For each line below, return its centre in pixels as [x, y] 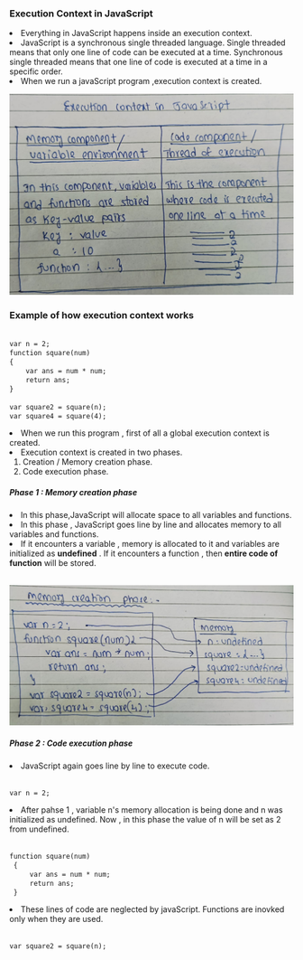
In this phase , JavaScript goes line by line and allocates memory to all [151, 525]
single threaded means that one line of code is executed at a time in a [138, 62]
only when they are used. [56, 918]
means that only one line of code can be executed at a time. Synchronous [147, 52]
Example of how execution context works [101, 315]
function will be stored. [53, 563]
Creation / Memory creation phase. [87, 462]
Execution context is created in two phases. [102, 452]
